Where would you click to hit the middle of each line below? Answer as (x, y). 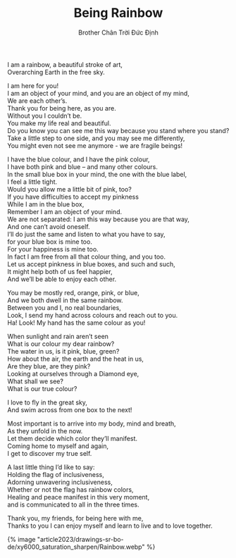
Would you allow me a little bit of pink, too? (69, 189)
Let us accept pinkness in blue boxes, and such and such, (91, 264)
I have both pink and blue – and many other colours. (83, 166)
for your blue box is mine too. (50, 242)
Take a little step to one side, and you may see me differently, (96, 138)
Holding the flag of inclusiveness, (56, 474)
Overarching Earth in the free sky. (56, 72)
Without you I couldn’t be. (45, 116)
